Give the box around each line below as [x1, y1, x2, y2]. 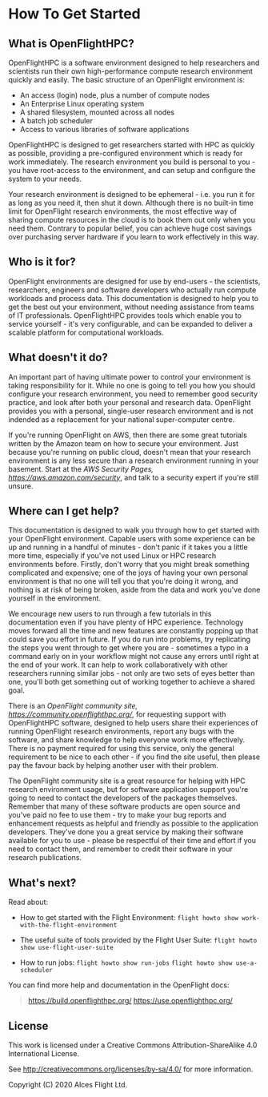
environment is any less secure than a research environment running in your [8, 456, 259, 465]
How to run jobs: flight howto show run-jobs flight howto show [19, 958, 233, 967]
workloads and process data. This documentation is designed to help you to [8, 293, 258, 303]
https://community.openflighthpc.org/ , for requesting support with [8, 709, 226, 719]
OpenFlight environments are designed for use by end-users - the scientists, [8, 276, 261, 286]
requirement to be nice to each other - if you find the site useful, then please [8, 752, 261, 761]
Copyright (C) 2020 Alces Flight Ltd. [8, 1080, 128, 1090]
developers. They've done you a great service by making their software [8, 827, 244, 837]
